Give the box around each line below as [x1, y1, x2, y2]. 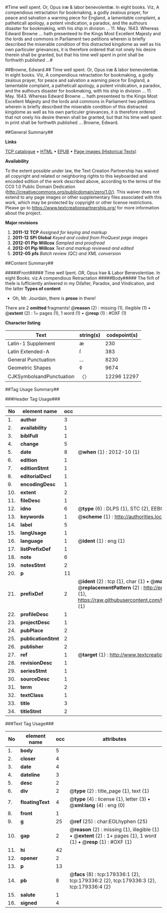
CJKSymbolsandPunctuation [7, 373, 75, 380]
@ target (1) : [78, 651, 109, 658]
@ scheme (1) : [78, 513, 113, 520]
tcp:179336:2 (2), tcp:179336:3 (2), [69, 877, 157, 884]
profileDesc [20, 611, 49, 617]
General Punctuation [7, 356, 56, 363]
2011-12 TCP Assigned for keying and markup [12, 229, 107, 235]
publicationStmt [20, 635, 60, 642]
